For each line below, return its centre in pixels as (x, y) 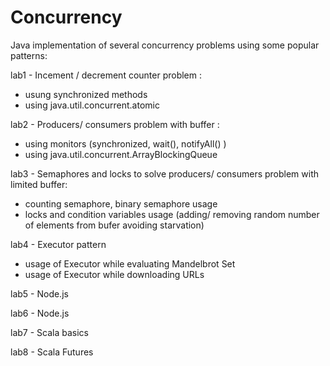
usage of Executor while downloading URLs (114, 274)
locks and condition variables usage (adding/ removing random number (172, 214)
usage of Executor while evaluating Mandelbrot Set (130, 263)
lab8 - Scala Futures (52, 352)
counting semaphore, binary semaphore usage (121, 203)
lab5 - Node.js (39, 293)
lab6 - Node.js (40, 313)
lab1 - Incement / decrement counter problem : (106, 75)
